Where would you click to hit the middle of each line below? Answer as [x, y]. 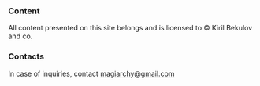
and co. [20, 36]
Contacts [26, 56]
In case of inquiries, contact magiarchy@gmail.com [91, 73]
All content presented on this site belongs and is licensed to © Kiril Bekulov [130, 28]
